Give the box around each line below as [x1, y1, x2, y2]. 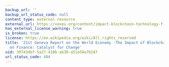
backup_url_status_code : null [5, 12, 69, 17]
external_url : [5, 21, 35, 27]
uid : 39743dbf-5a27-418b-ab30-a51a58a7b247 [5, 49, 98, 54]
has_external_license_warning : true [5, 26, 82, 31]
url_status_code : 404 [5, 54, 51, 59]
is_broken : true [5, 31, 39, 36]
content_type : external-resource [5, 17, 75, 22]
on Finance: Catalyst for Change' [10, 45, 82, 50]
